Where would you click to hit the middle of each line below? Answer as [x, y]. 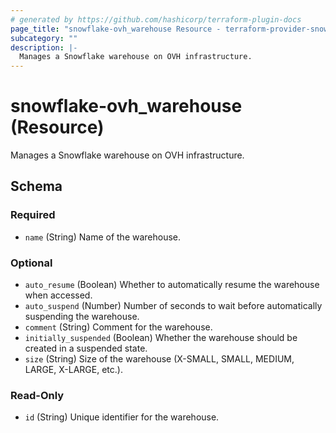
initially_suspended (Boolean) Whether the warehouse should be [161, 338]
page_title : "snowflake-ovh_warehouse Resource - [116, 29]
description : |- [44, 47]
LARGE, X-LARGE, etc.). [73, 370]
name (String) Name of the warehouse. [103, 237]
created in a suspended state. [86, 348]
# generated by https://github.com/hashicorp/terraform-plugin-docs [156, 19]
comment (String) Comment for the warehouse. [118, 327]
